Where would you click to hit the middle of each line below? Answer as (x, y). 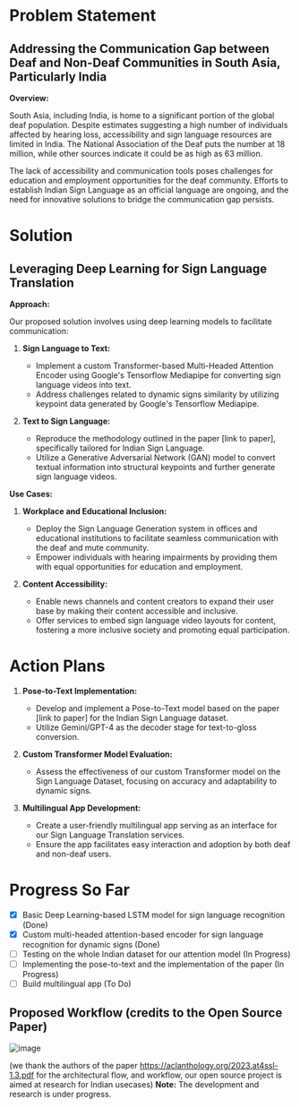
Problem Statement (83, 16)
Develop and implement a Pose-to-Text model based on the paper (158, 708)
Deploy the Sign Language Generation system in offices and (146, 528)
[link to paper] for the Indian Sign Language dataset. (132, 717)
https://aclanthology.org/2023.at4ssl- (209, 1065)
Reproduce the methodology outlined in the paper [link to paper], (155, 438)
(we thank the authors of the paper (74, 1065)
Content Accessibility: (65, 584)
